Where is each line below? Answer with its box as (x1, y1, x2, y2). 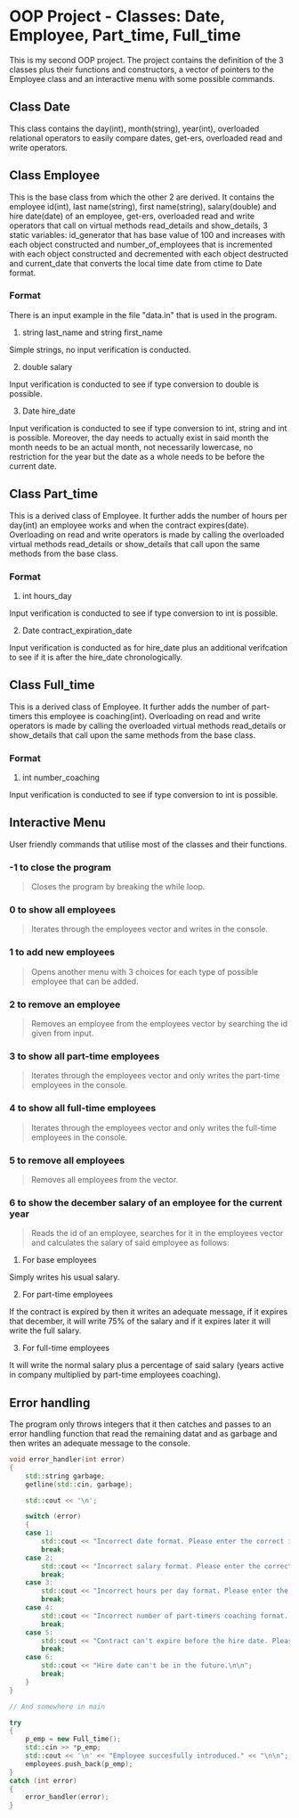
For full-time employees (21, 1343, 109, 1354)
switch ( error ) (25, 1512, 82, 1521)
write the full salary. (9, 1325, 82, 1336)
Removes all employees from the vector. (30, 1174, 179, 1184)
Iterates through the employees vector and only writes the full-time (30, 1122, 278, 1133)
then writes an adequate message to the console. (9, 1437, 190, 1449)
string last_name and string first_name (21, 327, 163, 338)
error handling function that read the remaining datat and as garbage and (9, 1429, 278, 1439)
